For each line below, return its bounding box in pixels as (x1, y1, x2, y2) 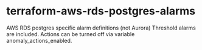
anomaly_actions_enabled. (6, 37, 72, 44)
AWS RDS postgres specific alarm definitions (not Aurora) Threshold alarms (6, 24, 196, 31)
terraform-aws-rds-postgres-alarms (6, 4, 196, 18)
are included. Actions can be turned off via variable (6, 30, 135, 37)
